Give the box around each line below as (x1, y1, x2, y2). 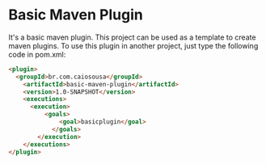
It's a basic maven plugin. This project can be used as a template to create (8, 32, 256, 42)
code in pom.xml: (8, 49, 66, 59)
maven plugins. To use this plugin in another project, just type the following (8, 40, 259, 50)
